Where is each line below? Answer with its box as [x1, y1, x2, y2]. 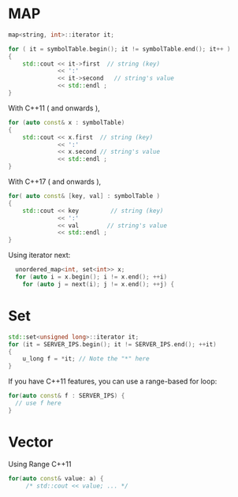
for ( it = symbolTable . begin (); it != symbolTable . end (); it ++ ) [8, 45, 231, 53]
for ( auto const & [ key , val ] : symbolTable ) [8, 192, 161, 200]
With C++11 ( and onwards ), [8, 103, 100, 113]
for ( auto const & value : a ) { [8, 474, 104, 482]
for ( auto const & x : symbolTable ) [8, 118, 125, 126]
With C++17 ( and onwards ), [8, 177, 102, 186]
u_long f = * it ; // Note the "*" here [22, 355, 150, 363]
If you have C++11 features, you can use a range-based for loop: [8, 376, 218, 387]
